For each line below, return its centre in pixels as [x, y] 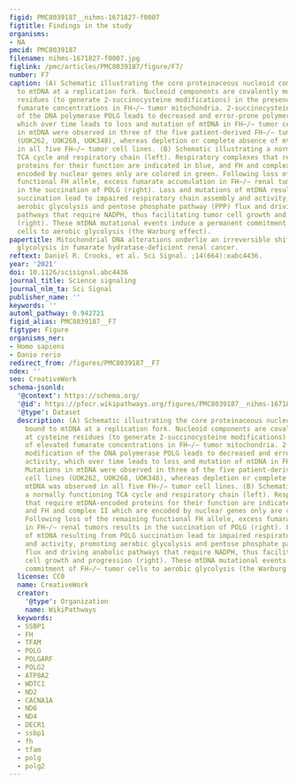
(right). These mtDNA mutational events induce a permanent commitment [152, 223]
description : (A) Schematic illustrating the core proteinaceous [140, 420]
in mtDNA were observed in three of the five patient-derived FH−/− [146, 133]
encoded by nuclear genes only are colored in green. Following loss [148, 173]
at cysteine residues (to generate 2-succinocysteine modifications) [156, 437]
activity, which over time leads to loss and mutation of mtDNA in [152, 462]
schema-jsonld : [37, 388]
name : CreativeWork [53, 585]
